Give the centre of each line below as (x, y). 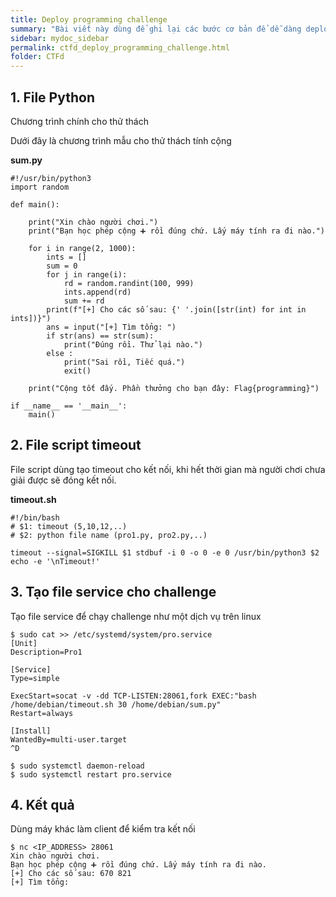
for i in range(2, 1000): (82, 248)
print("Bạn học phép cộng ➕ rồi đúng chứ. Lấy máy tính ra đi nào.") (176, 231)
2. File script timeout (76, 445)
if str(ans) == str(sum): (100, 336)
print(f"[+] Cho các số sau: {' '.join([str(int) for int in (176, 309)
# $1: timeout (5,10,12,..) (69, 526)
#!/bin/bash (35, 517)
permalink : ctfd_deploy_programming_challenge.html (120, 47)
